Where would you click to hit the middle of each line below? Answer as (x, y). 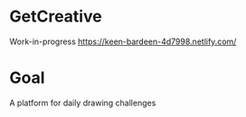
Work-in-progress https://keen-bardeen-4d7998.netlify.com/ (123, 41)
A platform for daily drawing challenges (83, 103)
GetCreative (56, 17)
